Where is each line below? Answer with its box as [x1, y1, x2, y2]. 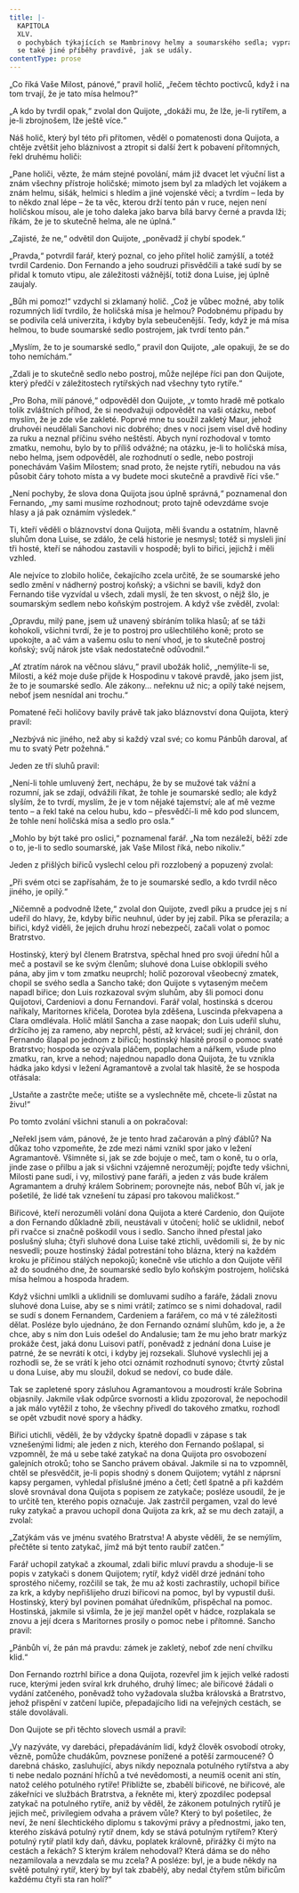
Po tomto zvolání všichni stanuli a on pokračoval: [9, 1116, 189, 1127]
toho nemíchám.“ [9, 351, 73, 362]
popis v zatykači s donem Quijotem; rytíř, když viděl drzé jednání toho [9, 1569, 265, 1579]
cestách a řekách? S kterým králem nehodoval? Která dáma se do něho [9, 1846, 271, 1856]
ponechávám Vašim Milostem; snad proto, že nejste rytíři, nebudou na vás [9, 461, 281, 472]
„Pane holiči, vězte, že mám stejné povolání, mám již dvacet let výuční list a [9, 168, 286, 179]
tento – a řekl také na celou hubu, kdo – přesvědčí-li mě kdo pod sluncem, [9, 806, 280, 816]
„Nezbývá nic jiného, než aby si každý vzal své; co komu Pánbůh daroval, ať [9, 734, 288, 744]
